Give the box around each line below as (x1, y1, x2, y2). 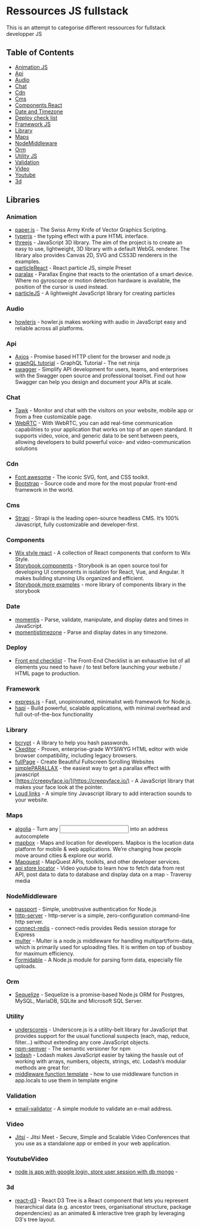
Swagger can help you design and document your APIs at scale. (14, 378, 173, 386)
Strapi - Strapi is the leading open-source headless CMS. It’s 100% (14, 515, 180, 522)
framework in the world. (14, 486, 74, 493)
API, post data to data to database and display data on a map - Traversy (14, 870, 192, 878)
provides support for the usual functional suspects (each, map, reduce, (14, 1032, 190, 1039)
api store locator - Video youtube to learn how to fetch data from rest (14, 864, 185, 871)
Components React (14, 101, 63, 109)
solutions (14, 445, 38, 452)
